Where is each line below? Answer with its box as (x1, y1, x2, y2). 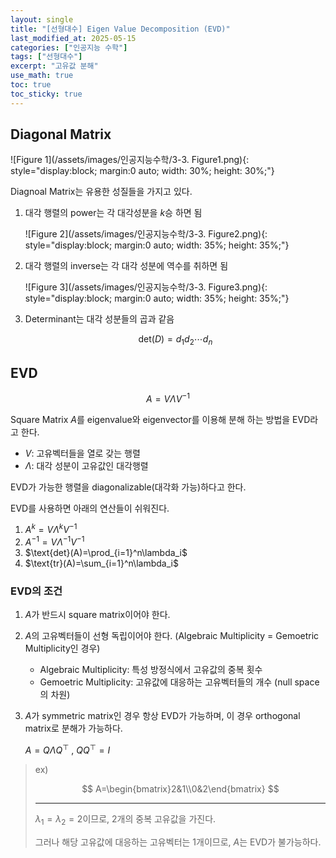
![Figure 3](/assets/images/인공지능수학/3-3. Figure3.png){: (24, 281, 268, 293)
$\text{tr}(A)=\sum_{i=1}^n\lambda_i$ (24, 557, 179, 570)
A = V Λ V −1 (146, 391, 190, 405)
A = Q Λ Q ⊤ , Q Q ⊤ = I (24, 742, 111, 756)
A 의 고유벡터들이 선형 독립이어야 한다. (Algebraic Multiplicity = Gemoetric (24, 630, 320, 642)
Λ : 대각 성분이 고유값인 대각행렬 (24, 459, 149, 471)
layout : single (10, 14, 74, 25)
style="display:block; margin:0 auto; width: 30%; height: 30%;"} (10, 165, 275, 177)
